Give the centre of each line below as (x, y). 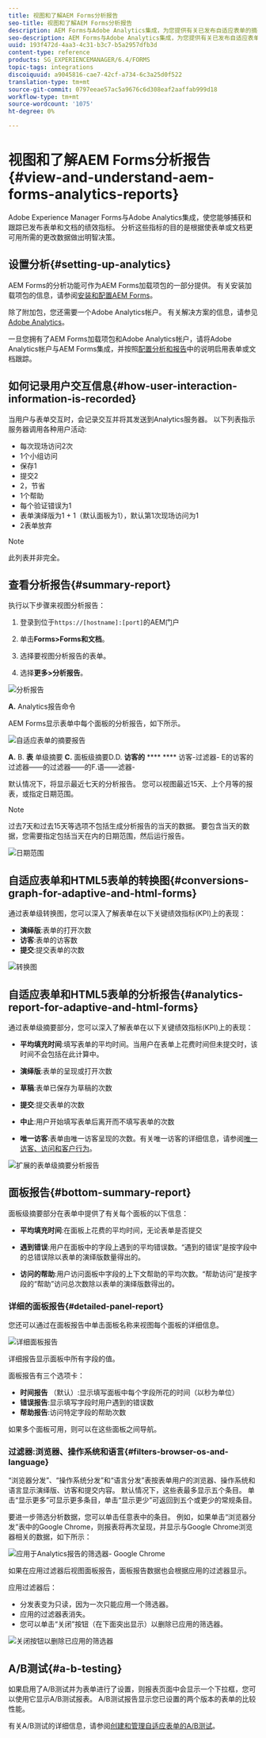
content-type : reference (49, 52)
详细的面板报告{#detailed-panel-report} (86, 1306)
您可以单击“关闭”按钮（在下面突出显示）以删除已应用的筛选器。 (123, 1625)
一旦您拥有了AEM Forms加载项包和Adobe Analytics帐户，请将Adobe (120, 339)
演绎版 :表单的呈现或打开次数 (66, 1071)
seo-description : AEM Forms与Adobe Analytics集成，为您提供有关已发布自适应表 (131, 38)
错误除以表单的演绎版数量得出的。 (89, 1257)
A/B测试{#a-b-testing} (65, 1669)
